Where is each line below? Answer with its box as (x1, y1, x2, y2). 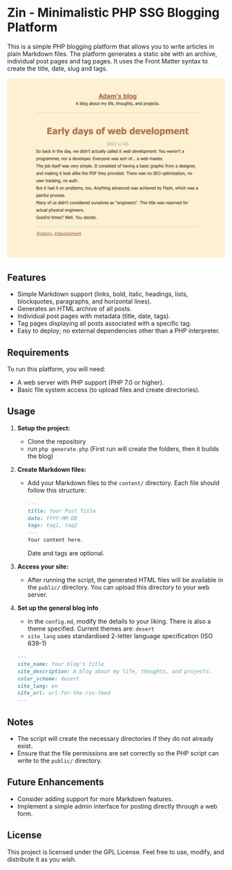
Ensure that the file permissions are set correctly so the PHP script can (17, 749, 220, 757)
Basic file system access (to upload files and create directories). (17, 385, 200, 394)
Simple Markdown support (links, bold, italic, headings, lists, (17, 290, 188, 298)
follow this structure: (27, 486, 86, 494)
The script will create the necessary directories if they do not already (17, 734, 214, 742)
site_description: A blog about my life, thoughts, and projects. (17, 668, 213, 675)
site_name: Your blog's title (17, 660, 105, 667)
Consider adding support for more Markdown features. (17, 795, 174, 803)
